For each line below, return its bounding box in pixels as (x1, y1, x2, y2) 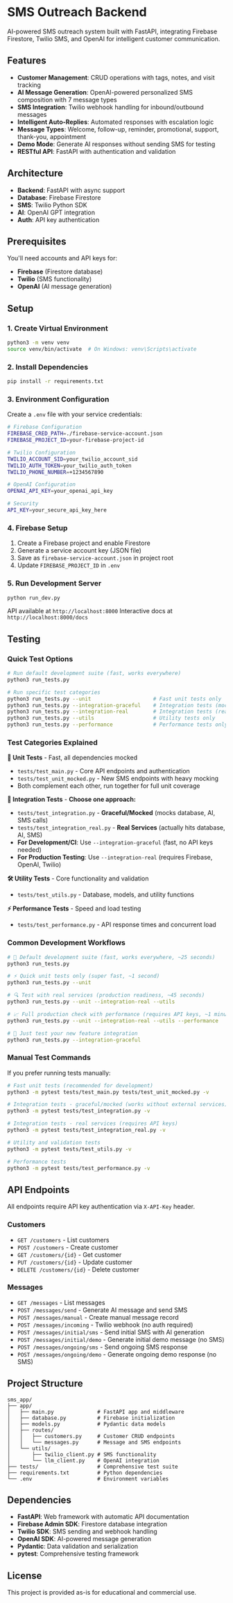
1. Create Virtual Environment (7, 323, 109, 333)
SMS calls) (17, 816, 49, 825)
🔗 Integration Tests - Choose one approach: (7, 795, 137, 804)
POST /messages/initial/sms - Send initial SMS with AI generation (17, 1327, 205, 1336)
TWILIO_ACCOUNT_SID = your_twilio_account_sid (7, 455, 138, 463)
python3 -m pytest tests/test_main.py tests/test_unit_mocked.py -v (7, 1089, 209, 1096)
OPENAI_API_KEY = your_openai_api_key (7, 488, 113, 495)
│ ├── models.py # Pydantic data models (7, 1421, 166, 1428)
